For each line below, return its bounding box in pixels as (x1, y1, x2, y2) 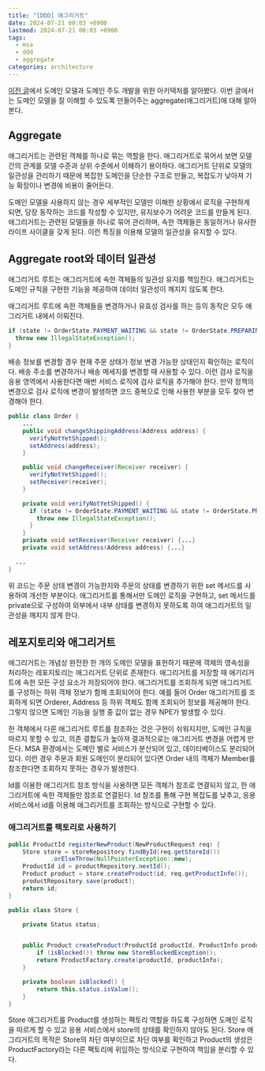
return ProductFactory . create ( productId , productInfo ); (36, 956, 224, 964)
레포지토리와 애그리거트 (8, 635, 116, 649)
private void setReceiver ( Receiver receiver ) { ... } (22, 537, 196, 545)
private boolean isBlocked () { (22, 978, 125, 986)
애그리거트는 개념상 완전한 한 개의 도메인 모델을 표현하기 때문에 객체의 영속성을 (8, 658, 251, 668)
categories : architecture (8, 63, 93, 71)
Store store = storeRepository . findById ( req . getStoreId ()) (22, 847, 221, 856)
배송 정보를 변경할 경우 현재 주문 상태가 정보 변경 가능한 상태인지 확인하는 (8, 357, 233, 366)
